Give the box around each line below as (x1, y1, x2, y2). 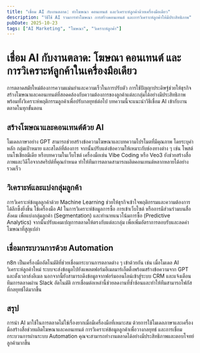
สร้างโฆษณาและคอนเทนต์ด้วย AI (7, 122, 104, 132)
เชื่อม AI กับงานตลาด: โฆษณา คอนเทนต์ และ (7, 51, 181, 65)
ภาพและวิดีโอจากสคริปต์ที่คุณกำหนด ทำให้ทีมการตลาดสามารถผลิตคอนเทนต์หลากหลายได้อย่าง (7, 158, 189, 165)
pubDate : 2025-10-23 (7, 20, 58, 26)
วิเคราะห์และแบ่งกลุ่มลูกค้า (7, 183, 82, 193)
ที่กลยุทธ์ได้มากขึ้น (7, 286, 42, 293)
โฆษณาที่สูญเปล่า (7, 225, 40, 232)
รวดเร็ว (7, 165, 21, 172)
